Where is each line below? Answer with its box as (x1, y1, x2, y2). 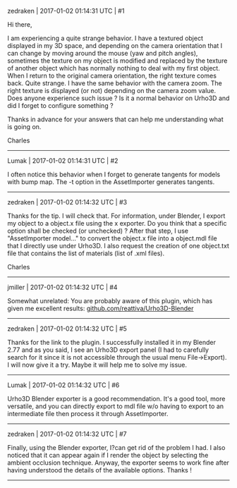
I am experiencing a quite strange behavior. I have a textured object (7, 34, 203, 42)
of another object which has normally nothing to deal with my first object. (7, 64, 220, 72)
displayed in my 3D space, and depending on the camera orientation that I (7, 42, 223, 49)
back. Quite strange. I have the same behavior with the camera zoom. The (7, 79, 222, 87)
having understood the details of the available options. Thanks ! (7, 466, 192, 474)
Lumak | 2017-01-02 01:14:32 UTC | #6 (7, 381, 120, 389)
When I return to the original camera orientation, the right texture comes (7, 71, 217, 80)
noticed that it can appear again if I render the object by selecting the (7, 451, 209, 459)
